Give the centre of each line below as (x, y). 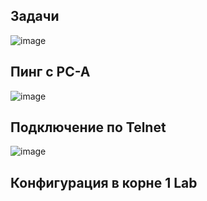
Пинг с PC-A (50, 72)
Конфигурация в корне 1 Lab (104, 182)
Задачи (35, 16)
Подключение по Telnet (88, 127)
